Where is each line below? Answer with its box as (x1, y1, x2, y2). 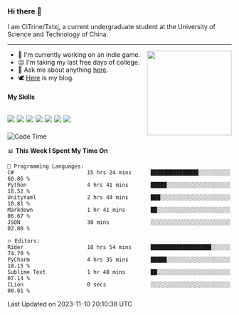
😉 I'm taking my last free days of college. (17, 58, 140, 67)
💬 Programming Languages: (7, 163, 84, 170)
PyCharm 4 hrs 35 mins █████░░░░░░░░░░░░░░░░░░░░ (7, 256, 231, 263)
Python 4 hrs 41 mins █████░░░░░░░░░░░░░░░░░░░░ (7, 181, 231, 188)
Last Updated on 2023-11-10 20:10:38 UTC (7, 299, 133, 308)
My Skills (7, 92, 36, 101)
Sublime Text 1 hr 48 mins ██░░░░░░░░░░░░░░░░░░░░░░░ (7, 268, 231, 276)
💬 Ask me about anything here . (17, 65, 109, 74)
